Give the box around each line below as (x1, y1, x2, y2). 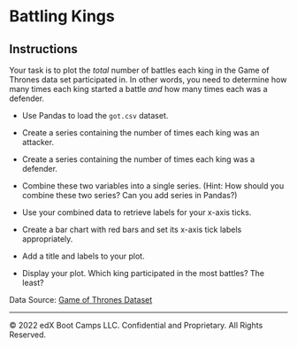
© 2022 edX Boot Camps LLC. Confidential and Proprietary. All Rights (9, 320, 263, 330)
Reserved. (9, 329, 47, 340)
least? (21, 277, 44, 288)
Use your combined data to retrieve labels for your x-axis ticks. (21, 207, 252, 218)
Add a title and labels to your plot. (21, 251, 145, 261)
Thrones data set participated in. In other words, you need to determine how (9, 74, 287, 85)
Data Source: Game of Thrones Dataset (9, 295, 153, 305)
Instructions (9, 42, 78, 57)
